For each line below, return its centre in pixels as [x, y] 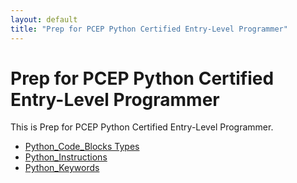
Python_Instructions [66, 157]
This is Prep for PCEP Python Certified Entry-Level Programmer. [142, 127]
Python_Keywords [62, 168]
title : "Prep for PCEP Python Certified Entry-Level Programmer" [149, 29]
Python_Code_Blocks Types [82, 147]
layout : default [44, 19]
